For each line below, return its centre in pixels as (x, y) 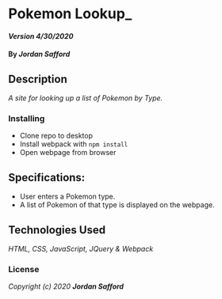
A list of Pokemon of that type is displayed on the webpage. (117, 205)
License (24, 270)
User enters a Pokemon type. (67, 197)
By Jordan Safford (39, 54)
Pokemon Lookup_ (70, 14)
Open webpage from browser (68, 153)
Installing (27, 119)
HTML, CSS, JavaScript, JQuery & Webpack (81, 249)
